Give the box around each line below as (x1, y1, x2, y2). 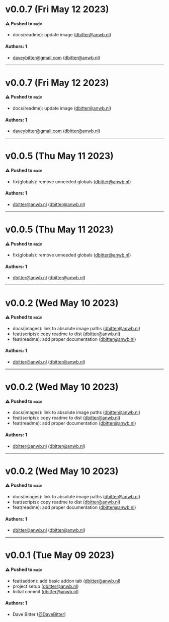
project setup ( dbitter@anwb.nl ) (12, 583, 79, 589)
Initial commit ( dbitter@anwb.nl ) (12, 588, 79, 594)
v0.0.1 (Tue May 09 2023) (5, 549, 115, 561)
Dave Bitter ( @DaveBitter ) (12, 611, 66, 617)
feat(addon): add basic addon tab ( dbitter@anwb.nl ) (12, 578, 121, 584)
